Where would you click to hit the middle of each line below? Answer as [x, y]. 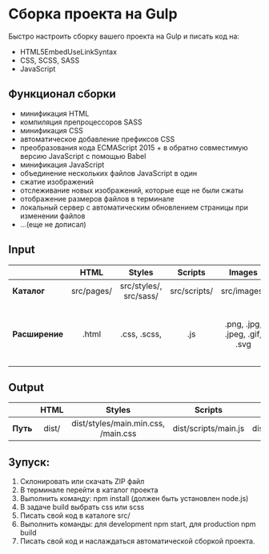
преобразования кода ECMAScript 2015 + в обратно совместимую [134, 147]
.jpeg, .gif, [243, 334]
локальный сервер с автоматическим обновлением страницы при [134, 207]
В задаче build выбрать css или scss [82, 507]
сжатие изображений [57, 181]
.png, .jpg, [243, 324]
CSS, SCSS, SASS [50, 60]
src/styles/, [141, 286]
